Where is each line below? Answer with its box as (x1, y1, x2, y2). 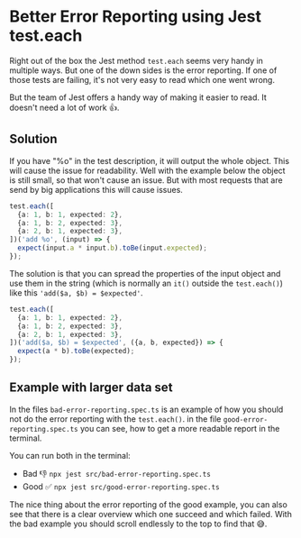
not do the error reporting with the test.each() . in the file (9, 413, 222, 424)
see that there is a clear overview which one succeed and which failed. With (9, 508, 293, 519)
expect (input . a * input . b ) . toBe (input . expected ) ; (17, 243, 207, 253)
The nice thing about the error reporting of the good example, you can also (9, 498, 288, 510)
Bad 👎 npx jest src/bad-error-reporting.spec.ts (22, 468, 212, 479)
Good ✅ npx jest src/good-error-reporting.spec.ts (22, 480, 220, 492)
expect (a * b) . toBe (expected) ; (17, 347, 135, 356)
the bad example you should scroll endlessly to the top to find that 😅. (9, 518, 268, 529)
